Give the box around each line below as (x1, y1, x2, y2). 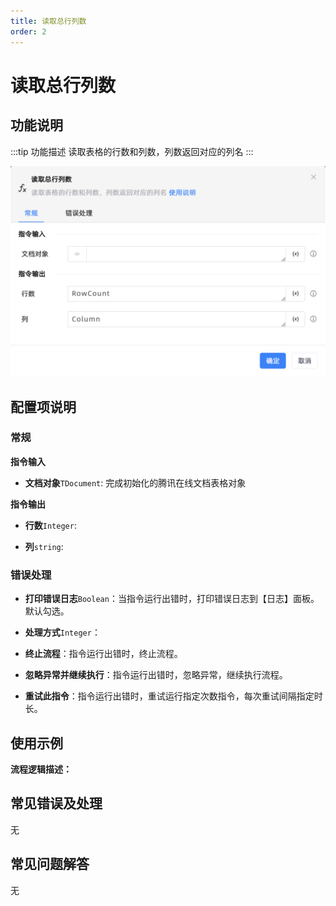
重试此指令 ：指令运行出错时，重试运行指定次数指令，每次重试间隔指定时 (24, 690, 323, 702)
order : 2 (10, 26, 47, 37)
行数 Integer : (24, 519, 77, 531)
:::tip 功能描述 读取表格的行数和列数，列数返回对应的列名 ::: (10, 145, 254, 157)
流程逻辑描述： (10, 763, 72, 775)
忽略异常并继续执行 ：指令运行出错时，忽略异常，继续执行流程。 (24, 669, 288, 681)
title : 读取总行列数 (10, 16, 87, 26)
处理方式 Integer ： (24, 626, 101, 639)
